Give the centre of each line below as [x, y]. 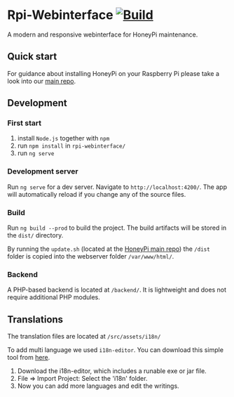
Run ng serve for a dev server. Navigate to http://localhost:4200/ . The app [117, 187]
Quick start [32, 57]
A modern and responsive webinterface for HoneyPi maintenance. [103, 34]
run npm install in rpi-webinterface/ [71, 146]
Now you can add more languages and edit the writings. [98, 386]
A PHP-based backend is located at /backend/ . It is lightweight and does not [117, 290]
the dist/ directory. [35, 235]
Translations [35, 319]
